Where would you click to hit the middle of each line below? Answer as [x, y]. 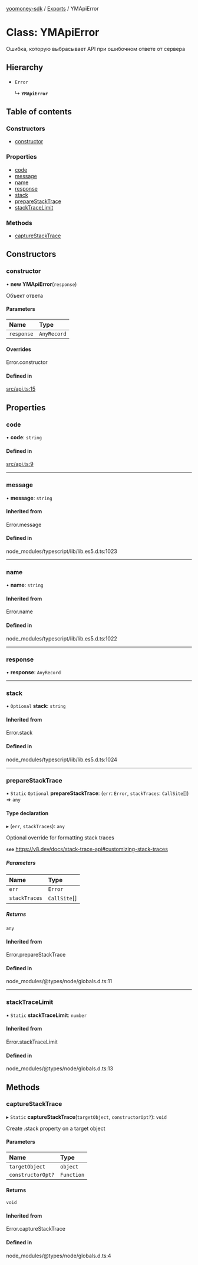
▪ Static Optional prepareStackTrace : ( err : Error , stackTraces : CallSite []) [98, 793]
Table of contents [39, 112]
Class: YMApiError [53, 33]
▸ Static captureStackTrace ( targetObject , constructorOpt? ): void [86, 1117]
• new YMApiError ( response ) [42, 284]
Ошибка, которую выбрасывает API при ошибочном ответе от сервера [96, 49]
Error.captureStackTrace [36, 1229]
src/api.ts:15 [21, 389]
